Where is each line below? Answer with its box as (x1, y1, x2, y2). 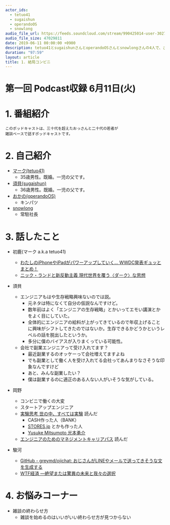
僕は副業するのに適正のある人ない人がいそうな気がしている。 (27, 377, 156, 383)
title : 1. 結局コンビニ (5, 59, 51, 65)
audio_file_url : (5, 31, 39, 36)
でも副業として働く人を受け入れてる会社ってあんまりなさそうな (27, 357, 160, 363)
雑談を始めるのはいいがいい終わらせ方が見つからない (20, 514, 132, 520)
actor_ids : (5, 7, 28, 13)
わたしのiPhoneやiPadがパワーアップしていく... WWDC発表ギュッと (20, 260, 162, 266)
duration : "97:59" (5, 50, 44, 55)
